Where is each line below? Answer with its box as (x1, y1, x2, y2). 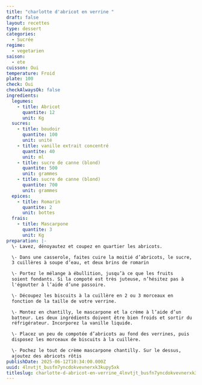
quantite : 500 (22, 165, 58, 171)
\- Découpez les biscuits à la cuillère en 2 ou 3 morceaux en (11, 293, 173, 299)
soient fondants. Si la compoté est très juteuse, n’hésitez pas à (11, 276, 185, 282)
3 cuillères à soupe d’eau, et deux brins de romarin (11, 259, 149, 266)
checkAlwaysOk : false (6, 87, 61, 93)
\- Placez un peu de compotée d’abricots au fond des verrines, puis (11, 331, 189, 337)
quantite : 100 (22, 132, 58, 138)
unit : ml (22, 154, 44, 160)
